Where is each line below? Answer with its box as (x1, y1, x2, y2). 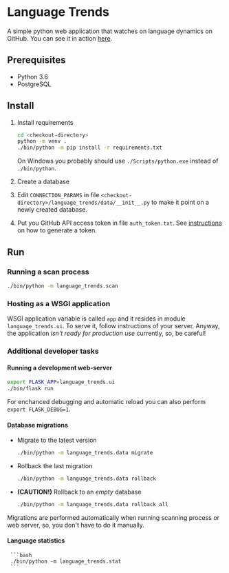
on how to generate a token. (17, 226, 98, 234)
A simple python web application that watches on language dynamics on (7, 27, 213, 35)
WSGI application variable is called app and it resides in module (7, 314, 186, 323)
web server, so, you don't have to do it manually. (7, 521, 144, 529)
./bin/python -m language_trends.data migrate (17, 450, 153, 456)
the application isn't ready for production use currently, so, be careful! (7, 329, 206, 338)
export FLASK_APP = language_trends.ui (7, 379, 116, 386)
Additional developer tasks (7, 346, 99, 356)
